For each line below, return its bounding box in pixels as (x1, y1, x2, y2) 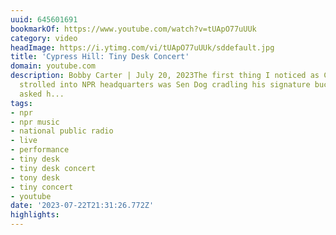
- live (10, 136, 38, 146)
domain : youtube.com (10, 61, 97, 71)
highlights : (10, 210, 60, 220)
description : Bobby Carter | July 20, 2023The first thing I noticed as (10, 71, 320, 81)
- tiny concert (10, 182, 74, 192)
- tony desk (10, 172, 60, 183)
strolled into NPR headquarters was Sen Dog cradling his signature (19, 80, 311, 90)
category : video (10, 33, 78, 43)
